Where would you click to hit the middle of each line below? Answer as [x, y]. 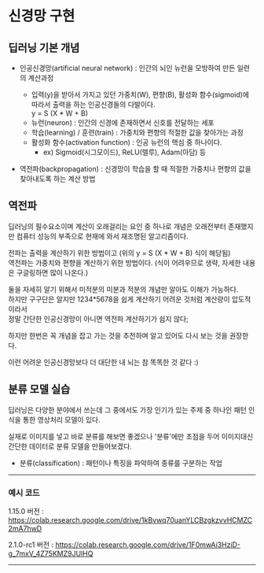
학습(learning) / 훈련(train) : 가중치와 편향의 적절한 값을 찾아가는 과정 [137, 132]
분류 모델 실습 [39, 389]
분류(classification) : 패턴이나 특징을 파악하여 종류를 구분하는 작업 [121, 463]
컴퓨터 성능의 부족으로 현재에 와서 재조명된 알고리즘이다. [102, 236]
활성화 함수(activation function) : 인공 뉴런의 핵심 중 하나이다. [126, 142]
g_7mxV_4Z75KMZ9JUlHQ [51, 553]
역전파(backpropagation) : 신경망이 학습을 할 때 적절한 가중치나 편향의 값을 [135, 169]
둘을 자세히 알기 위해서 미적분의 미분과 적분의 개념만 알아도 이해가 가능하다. [123, 289]
